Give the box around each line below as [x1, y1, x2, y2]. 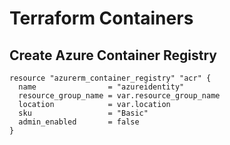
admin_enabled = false [18, 117, 140, 127]
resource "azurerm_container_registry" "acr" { [9, 73, 212, 83]
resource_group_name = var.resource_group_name [18, 91, 221, 101]
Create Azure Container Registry [9, 47, 218, 64]
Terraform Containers [9, 7, 194, 30]
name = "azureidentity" [18, 82, 185, 92]
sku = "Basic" [18, 108, 149, 118]
